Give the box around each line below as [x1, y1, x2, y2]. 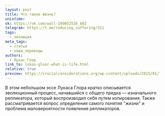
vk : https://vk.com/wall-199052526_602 [5, 21, 87, 26]
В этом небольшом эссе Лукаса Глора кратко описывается [5, 85, 131, 90]
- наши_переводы [9, 48, 43, 53]
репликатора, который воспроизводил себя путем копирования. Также [5, 95, 156, 101]
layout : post [5, 7, 32, 12]
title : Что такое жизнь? [5, 12, 56, 17]
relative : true [5, 67, 36, 72]
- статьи [9, 44, 27, 49]
